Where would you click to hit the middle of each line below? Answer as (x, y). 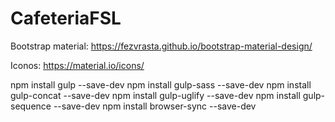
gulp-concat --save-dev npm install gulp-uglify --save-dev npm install (155, 95)
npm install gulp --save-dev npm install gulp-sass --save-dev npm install (161, 84)
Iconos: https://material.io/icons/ (77, 65)
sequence (31, 106)
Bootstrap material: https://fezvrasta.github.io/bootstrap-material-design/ (161, 46)
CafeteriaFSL (66, 18)
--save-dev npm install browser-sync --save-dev (155, 106)
